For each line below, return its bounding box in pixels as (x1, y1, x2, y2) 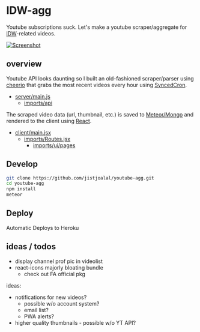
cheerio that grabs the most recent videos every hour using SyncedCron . (6, 81, 187, 88)
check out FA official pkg (23, 270, 86, 277)
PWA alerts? (23, 313, 55, 320)
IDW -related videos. (6, 29, 56, 37)
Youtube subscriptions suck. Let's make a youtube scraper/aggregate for (6, 23, 187, 31)
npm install (6, 186, 36, 192)
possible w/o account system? (23, 300, 100, 307)
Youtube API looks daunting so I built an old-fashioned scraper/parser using (6, 74, 194, 82)
